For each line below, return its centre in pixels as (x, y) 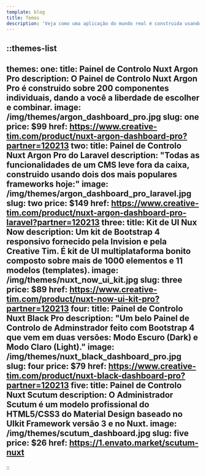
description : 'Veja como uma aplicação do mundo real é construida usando (104, 23)
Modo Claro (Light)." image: (60, 347)
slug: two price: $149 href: (58, 203)
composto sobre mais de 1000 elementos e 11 (95, 261)
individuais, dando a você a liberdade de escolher (103, 98)
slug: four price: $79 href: (56, 367)
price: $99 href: (37, 127)
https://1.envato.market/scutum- (134, 443)
